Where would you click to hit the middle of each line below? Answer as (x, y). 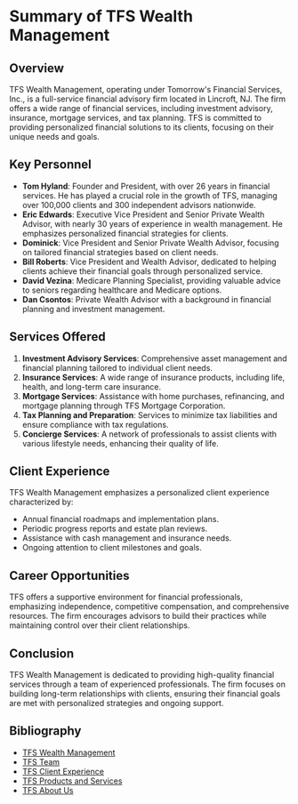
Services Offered (57, 337)
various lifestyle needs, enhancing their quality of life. (121, 443)
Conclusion (42, 653)
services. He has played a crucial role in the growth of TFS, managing (149, 195)
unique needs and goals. (54, 137)
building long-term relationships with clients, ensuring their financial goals (145, 694)
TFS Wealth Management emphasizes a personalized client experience (139, 493)
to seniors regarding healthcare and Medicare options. (122, 290)
